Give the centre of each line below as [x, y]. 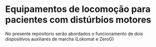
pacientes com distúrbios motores [78, 20]
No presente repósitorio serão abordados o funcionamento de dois [74, 33]
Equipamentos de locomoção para [78, 9]
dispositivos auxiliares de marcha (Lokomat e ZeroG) [60, 39]
